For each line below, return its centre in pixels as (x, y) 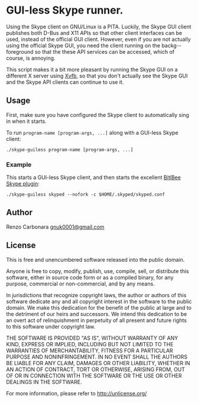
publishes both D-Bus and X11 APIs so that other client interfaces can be (94, 32)
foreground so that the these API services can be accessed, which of (90, 51)
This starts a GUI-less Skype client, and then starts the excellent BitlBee (94, 177)
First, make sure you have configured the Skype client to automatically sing (98, 115)
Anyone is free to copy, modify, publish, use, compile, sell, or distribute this (98, 271)
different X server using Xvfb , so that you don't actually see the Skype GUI (97, 76)
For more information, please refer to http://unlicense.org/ (77, 393)
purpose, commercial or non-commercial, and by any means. (80, 284)
